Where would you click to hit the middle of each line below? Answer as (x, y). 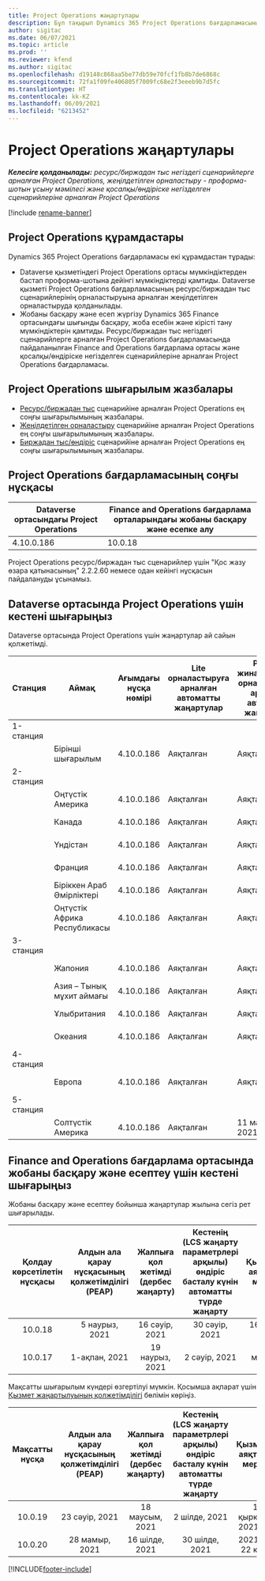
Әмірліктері (76, 895)
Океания (71, 1037)
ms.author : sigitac (40, 67)
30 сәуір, (211, 1324)
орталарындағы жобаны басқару (180, 520)
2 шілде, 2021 (201, 1517)
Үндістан (71, 845)
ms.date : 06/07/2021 (42, 38)
